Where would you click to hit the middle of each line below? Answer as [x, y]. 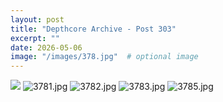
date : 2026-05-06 [46, 47]
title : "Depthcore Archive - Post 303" [93, 29]
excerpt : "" [35, 38]
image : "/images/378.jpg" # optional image [104, 57]
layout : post [37, 19]
